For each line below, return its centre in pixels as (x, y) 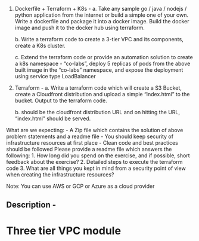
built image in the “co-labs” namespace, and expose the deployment (99, 70)
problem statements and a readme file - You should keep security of (90, 136)
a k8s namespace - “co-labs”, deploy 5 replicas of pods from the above (102, 63)
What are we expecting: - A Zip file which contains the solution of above (95, 130)
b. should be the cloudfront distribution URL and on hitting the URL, (97, 112)
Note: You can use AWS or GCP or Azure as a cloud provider (80, 186)
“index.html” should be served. (53, 118)
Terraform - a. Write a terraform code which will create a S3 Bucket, (98, 88)
